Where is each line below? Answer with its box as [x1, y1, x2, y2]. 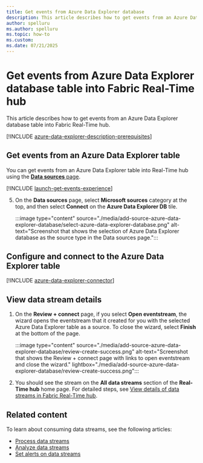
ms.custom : [6, 37, 34, 43]
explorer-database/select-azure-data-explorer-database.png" [14, 221, 170, 228]
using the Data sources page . [6, 173, 80, 180]
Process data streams [14, 438, 69, 445]
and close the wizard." [14, 361, 71, 368]
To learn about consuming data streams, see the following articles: [6, 425, 172, 433]
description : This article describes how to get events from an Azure [6, 15, 188, 21]
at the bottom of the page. [14, 330, 80, 337]
